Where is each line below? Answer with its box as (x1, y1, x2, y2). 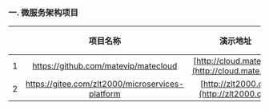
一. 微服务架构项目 (8, 6, 78, 18)
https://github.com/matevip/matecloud (31, 61, 178, 72)
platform (89, 88, 121, 100)
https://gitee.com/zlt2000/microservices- (25, 78, 184, 89)
